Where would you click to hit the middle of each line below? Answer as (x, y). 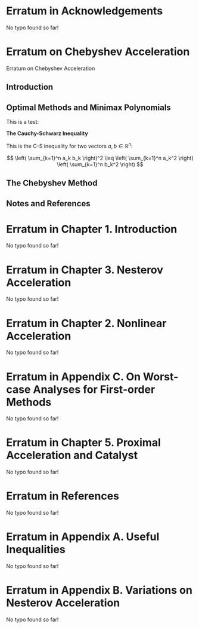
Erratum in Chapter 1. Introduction (92, 229)
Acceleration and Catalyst (72, 455)
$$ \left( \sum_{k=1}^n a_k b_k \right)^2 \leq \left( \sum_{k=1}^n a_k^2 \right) (100, 158)
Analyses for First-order (94, 389)
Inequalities (36, 550)
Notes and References (48, 204)
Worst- (161, 376)
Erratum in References (63, 496)
